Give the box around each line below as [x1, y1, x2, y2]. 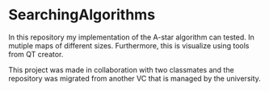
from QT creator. [8, 49, 64, 59]
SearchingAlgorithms [8, 6, 156, 24]
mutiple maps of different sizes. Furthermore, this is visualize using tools [8, 40, 250, 50]
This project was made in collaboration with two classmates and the [8, 64, 234, 74]
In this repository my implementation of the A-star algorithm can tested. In [8, 32, 254, 42]
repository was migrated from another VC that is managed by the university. [8, 73, 261, 83]
